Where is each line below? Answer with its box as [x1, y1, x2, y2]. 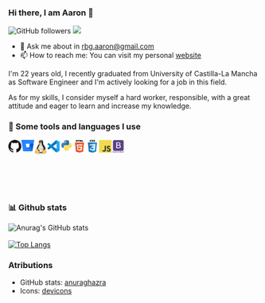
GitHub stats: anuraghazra [19, 278, 107, 287]
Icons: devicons [19, 286, 72, 296]
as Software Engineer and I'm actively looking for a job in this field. [8, 77, 228, 87]
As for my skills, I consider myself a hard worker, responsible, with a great [8, 93, 251, 103]
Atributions [8, 259, 53, 270]
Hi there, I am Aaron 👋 [8, 7, 94, 18]
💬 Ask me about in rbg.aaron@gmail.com [19, 41, 154, 51]
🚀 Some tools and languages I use [8, 121, 141, 132]
